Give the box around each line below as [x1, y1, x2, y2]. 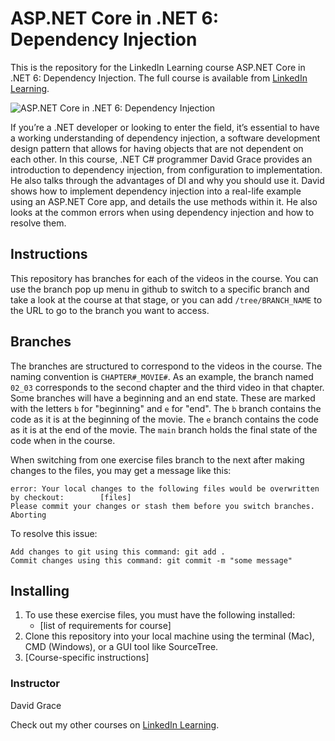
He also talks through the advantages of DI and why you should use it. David [10, 174, 325, 186]
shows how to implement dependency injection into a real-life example [10, 185, 302, 197]
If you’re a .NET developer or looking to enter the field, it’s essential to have [10, 121, 320, 133]
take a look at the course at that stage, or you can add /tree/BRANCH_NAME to [10, 293, 323, 306]
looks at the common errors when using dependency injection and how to [10, 206, 315, 218]
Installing [10, 582, 70, 599]
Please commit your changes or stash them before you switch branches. [10, 501, 315, 511]
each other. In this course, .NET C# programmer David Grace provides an [10, 153, 313, 165]
